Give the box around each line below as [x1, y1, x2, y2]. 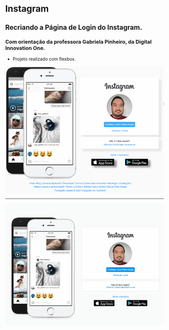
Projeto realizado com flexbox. [12, 56, 76, 62]
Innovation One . [5, 44, 45, 51]
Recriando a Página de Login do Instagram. [5, 23, 142, 32]
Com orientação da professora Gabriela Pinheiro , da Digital [5, 38, 152, 45]
